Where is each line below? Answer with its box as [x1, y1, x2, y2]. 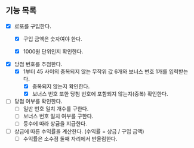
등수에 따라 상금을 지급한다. [23, 120, 87, 127]
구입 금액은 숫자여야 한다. [23, 35, 83, 42]
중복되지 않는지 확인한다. [32, 83, 90, 90]
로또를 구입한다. [14, 23, 51, 30]
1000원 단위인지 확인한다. [23, 48, 84, 55]
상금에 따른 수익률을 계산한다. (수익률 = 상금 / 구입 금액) [14, 127, 144, 135]
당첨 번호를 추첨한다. [14, 61, 63, 67]
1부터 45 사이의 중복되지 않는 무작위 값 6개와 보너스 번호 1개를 [23, 68, 168, 75]
